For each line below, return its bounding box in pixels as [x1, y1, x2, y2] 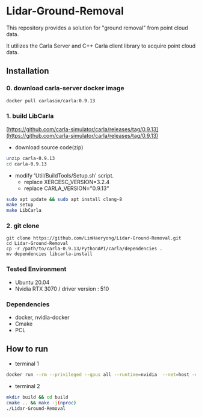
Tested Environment [6, 265, 67, 273]
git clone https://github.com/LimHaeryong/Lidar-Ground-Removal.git [6, 235, 182, 241]
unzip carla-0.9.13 [6, 155, 55, 161]
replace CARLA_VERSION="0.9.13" [23, 185, 109, 192]
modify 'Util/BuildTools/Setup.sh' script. [14, 171, 114, 179]
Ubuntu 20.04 [14, 279, 50, 286]
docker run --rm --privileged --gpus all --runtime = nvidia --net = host [6, 371, 189, 377]
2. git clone [6, 221, 40, 230]
